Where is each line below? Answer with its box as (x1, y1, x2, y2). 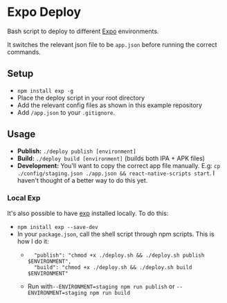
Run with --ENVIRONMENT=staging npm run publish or (27, 282, 175, 291)
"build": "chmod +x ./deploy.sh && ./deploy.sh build (33, 264, 192, 270)
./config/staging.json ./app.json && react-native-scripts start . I (17, 169, 215, 177)
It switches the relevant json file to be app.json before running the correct (7, 40, 217, 48)
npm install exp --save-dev (17, 223, 98, 230)
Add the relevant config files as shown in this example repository (17, 101, 203, 109)
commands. (7, 48, 42, 56)
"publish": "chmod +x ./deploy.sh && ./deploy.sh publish (33, 252, 205, 259)
